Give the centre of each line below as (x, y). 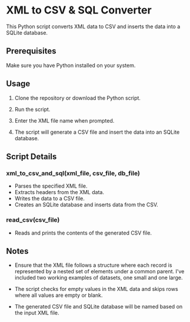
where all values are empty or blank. (59, 295)
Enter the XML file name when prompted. (64, 120)
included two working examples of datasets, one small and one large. (99, 278)
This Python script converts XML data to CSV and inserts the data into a (93, 26)
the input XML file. (37, 313)
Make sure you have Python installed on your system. (71, 65)
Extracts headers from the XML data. (59, 192)
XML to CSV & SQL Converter (79, 10)
